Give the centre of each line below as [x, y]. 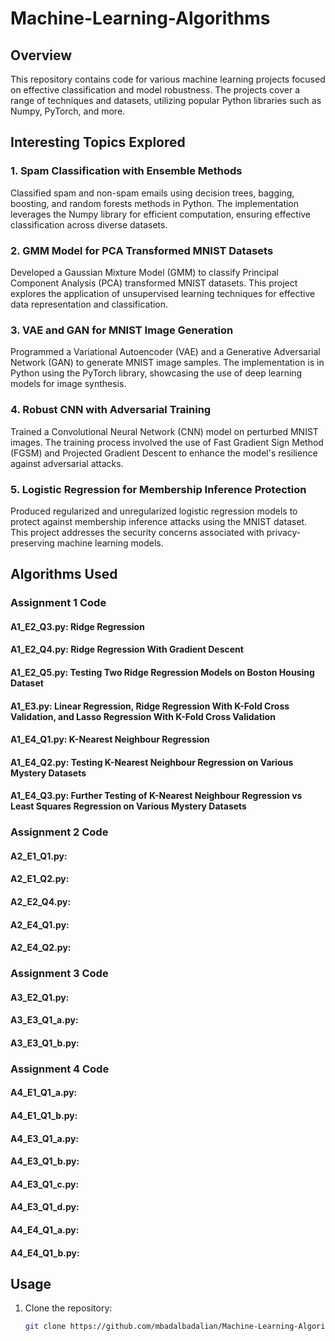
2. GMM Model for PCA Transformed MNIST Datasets [142, 250]
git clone [45, 1327]
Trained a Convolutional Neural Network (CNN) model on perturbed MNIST [164, 431]
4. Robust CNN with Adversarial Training [111, 410]
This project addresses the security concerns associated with [137, 532]
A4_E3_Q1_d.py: [45, 1207]
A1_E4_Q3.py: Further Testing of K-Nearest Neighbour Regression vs [156, 796]
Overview [41, 55]
